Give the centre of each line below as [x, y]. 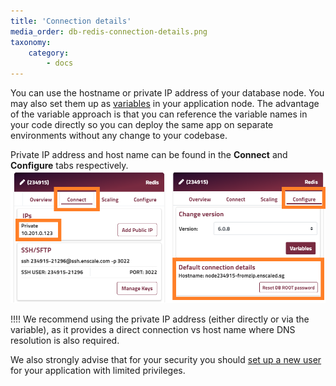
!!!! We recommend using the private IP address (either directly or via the [160, 319]
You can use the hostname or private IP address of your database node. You [167, 93]
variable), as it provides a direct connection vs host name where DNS [153, 330]
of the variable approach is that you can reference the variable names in [159, 114]
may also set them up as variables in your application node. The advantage [165, 104]
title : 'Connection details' [71, 21]
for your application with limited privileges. [98, 371]
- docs [60, 63]
